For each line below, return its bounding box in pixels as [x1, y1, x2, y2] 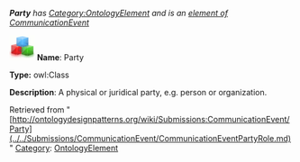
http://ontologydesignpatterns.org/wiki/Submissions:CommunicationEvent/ [12, 114, 290, 124]
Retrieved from [9, 104, 65, 115]
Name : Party [36, 52, 84, 62]
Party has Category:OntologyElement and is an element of [9, 8, 228, 18]
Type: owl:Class [9, 69, 69, 80]
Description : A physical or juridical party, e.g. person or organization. [9, 87, 268, 97]
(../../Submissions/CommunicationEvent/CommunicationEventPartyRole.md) [9, 133, 291, 143]
